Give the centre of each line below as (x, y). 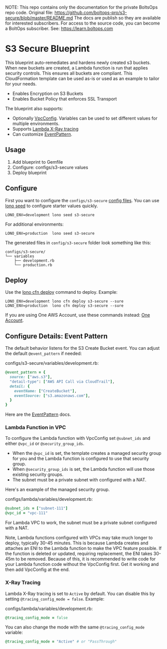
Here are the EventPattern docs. (38, 414)
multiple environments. (36, 123)
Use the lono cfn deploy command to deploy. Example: (62, 292)
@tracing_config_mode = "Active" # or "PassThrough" (61, 642)
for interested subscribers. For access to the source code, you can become (83, 23)
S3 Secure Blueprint (47, 49)
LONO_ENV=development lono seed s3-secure (50, 215)
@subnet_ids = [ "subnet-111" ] (37, 508)
